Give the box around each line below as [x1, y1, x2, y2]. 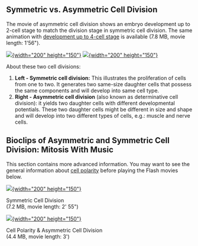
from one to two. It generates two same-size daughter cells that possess [14, 80, 192, 88]
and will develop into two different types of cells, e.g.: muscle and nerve [14, 112, 190, 119]
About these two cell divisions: [6, 63, 81, 70]
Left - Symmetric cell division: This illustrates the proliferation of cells [14, 74, 186, 82]
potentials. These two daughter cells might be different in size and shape [14, 106, 193, 113]
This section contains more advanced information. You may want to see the [6, 160, 190, 167]
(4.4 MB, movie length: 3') [6, 233, 70, 240]
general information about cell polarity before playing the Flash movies [6, 167, 178, 174]
